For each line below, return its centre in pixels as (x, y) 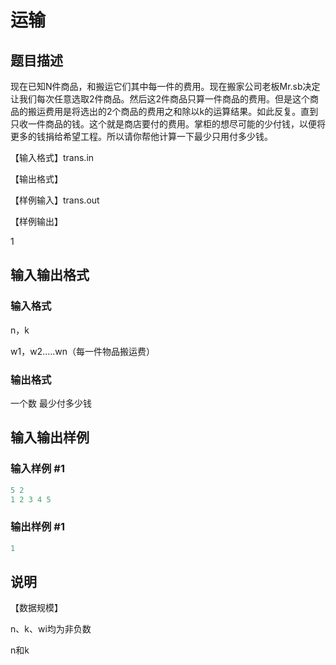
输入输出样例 (50, 437)
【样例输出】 (36, 221)
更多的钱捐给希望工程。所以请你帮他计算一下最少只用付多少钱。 (141, 136)
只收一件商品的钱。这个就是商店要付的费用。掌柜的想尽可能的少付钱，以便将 (168, 124)
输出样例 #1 (37, 527)
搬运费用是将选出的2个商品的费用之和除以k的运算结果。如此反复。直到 (173, 111)
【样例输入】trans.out (55, 200)
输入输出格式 (50, 275)
